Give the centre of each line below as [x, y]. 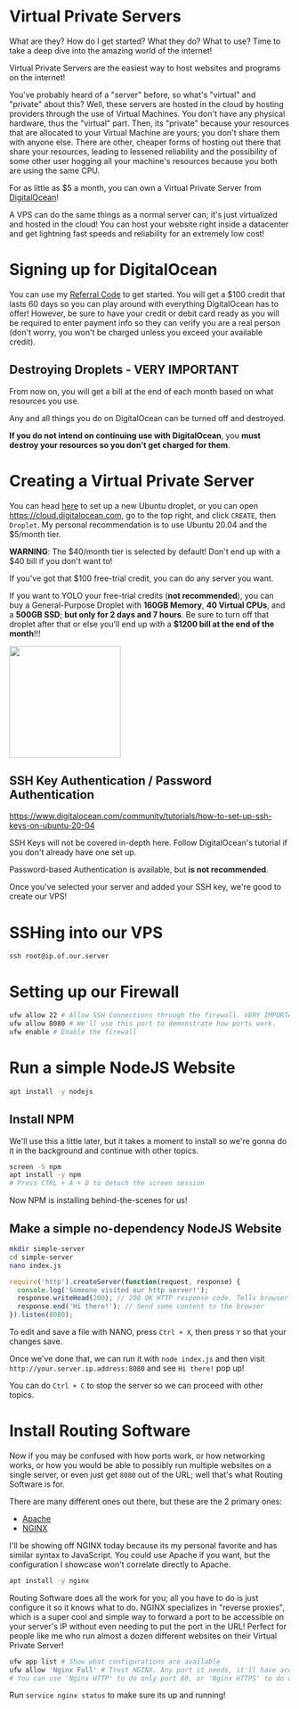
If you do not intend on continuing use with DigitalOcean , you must [135, 436]
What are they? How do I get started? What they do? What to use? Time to [145, 41]
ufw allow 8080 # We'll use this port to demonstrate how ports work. [143, 1024]
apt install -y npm [45, 1175]
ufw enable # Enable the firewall [73, 1033]
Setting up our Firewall [94, 991]
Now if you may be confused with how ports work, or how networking [137, 1456]
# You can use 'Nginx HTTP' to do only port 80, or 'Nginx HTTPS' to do [147, 1678]
